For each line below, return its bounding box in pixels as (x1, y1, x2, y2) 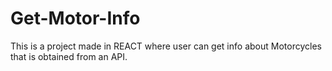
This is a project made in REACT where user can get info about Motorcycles (10, 40, 322, 52)
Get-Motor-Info (10, 7, 141, 30)
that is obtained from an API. (10, 50, 128, 62)
